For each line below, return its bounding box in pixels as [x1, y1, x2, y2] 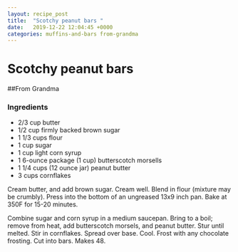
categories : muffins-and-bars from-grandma [7, 30, 139, 38]
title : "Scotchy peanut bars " [7, 17, 103, 24]
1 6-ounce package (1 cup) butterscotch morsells [17, 156, 162, 164]
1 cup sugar [17, 141, 52, 149]
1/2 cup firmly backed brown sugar [17, 126, 120, 135]
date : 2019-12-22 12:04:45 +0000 [7, 23, 113, 31]
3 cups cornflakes [17, 172, 71, 180]
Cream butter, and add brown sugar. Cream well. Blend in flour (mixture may [7, 185, 232, 194]
